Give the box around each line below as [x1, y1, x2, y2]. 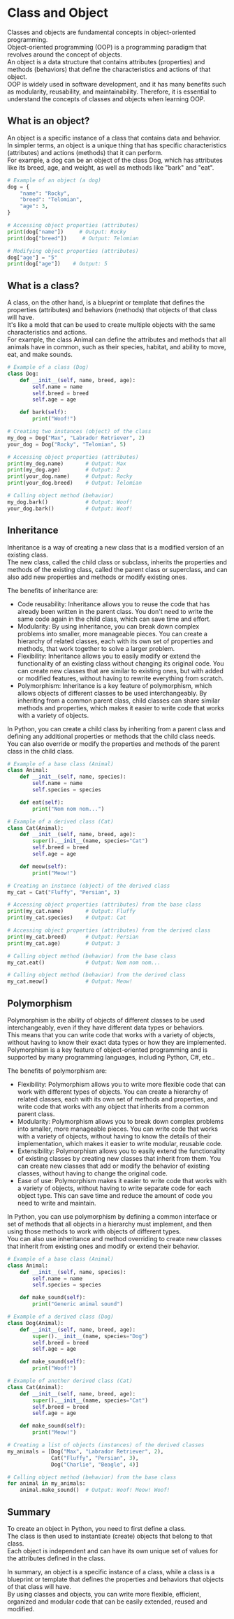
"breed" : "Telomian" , [20, 196, 82, 203]
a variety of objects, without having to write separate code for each [17, 1184, 212, 1192]
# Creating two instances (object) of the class [7, 428, 152, 435]
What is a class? [7, 279, 80, 291]
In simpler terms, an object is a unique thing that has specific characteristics [7, 141, 227, 149]
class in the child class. [7, 747, 75, 755]
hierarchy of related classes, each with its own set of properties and [17, 637, 214, 645]
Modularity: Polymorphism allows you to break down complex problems [17, 1117, 224, 1125]
